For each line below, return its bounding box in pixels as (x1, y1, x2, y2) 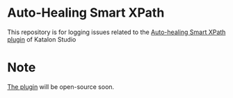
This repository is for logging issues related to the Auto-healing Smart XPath (7, 28, 226, 36)
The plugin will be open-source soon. (7, 82, 115, 91)
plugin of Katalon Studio (7, 35, 77, 43)
